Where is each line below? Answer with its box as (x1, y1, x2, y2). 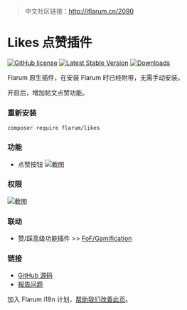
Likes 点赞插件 (7, 35, 92, 51)
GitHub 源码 (17, 271, 53, 280)
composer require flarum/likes (7, 125, 100, 132)
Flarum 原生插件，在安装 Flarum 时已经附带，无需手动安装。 (7, 73, 184, 81)
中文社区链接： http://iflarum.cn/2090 (24, 7, 134, 15)
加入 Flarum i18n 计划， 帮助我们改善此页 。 (7, 295, 132, 304)
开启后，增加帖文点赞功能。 (7, 88, 89, 97)
